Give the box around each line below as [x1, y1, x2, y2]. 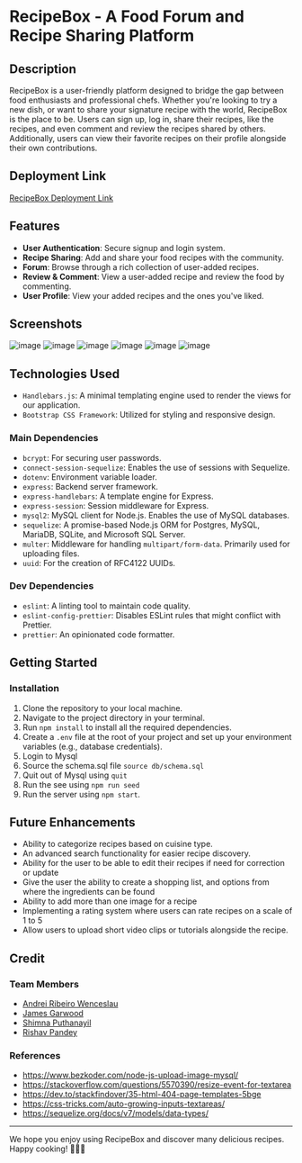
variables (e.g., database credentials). [22, 741, 164, 752]
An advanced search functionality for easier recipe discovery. [22, 848, 252, 859]
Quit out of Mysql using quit [22, 770, 128, 780]
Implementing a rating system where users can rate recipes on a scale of [22, 906, 293, 916]
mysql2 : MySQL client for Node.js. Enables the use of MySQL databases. [22, 509, 290, 520]
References [9, 1049, 61, 1061]
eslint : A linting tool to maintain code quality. [22, 600, 191, 611]
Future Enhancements [9, 815, 137, 830]
